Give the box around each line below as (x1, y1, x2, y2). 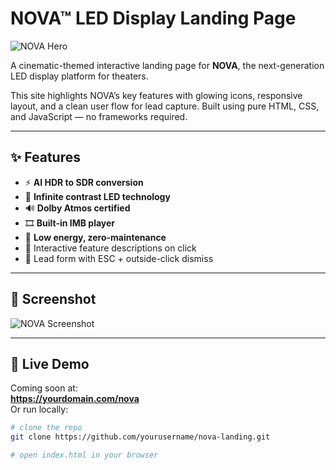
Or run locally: (10, 403, 69, 416)
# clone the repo (10, 423, 83, 433)
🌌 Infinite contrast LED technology (24, 190, 171, 202)
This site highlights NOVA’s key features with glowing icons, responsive (10, 89, 303, 101)
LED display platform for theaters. (10, 70, 149, 82)
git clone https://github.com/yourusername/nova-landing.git (10, 432, 271, 442)
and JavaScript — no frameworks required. (10, 110, 188, 122)
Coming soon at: (10, 382, 78, 394)
